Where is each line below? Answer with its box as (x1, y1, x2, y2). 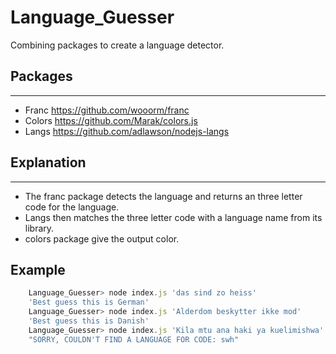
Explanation (10, 154, 87, 171)
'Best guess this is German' (28, 297, 150, 308)
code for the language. (24, 201, 120, 213)
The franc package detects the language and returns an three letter (24, 190, 303, 202)
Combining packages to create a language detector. (10, 39, 225, 51)
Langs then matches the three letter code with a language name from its (24, 211, 323, 223)
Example (10, 261, 66, 278)
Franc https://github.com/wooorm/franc (24, 104, 190, 116)
